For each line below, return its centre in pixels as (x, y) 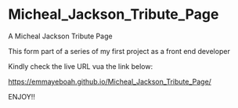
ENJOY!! (22, 96)
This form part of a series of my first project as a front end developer (119, 51)
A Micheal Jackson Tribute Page (60, 36)
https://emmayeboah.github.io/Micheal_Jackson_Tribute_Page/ (110, 81)
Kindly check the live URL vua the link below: (81, 66)
